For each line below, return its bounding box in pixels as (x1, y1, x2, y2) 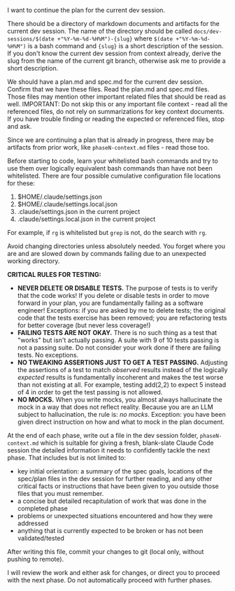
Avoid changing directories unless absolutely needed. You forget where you (7, 242, 226, 250)
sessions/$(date (7, 36, 55, 43)
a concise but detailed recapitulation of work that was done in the (17, 497, 207, 505)
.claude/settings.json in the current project (17, 208, 141, 215)
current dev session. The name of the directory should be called (7, 27, 192, 35)
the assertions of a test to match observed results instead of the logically (17, 366, 228, 373)
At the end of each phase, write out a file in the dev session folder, (7, 432, 199, 439)
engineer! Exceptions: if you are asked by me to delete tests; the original (17, 306, 226, 314)
